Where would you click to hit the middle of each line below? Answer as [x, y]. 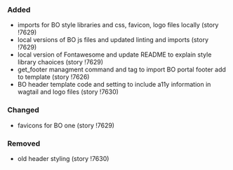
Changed [24, 110]
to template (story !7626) [53, 77]
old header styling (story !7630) [63, 158]
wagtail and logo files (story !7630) [68, 92]
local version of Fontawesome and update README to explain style [114, 55]
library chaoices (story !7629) [60, 62]
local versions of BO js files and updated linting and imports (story [113, 40]
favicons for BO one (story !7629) [66, 125]
